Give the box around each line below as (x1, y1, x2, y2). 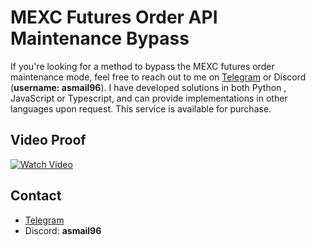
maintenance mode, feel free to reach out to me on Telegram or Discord (10, 71, 307, 83)
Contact (10, 187, 62, 205)
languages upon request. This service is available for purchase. (10, 102, 272, 115)
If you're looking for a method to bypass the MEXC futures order (10, 60, 275, 72)
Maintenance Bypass (10, 27, 190, 50)
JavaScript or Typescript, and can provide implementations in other (10, 92, 288, 104)
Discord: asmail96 (24, 224, 102, 236)
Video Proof (10, 132, 87, 149)
